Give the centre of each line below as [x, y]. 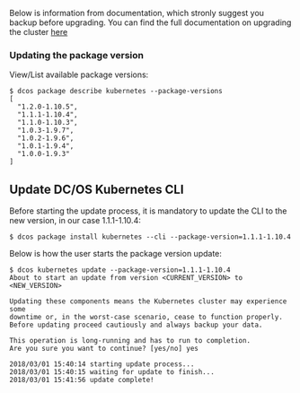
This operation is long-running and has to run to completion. [130, 341]
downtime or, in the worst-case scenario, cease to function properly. [146, 318]
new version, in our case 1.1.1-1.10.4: [75, 221]
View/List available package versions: [79, 74]
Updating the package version [77, 55]
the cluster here [39, 32]
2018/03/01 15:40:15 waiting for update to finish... [112, 372]
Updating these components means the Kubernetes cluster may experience [148, 301]
